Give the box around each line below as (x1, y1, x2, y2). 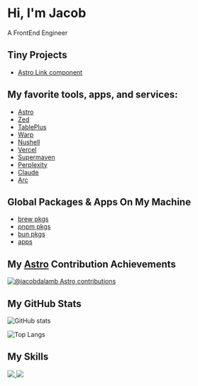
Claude (17, 168, 39, 176)
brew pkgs (17, 215, 49, 223)
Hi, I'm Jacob (7, 5, 87, 21)
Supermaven (17, 153, 55, 161)
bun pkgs (17, 230, 45, 239)
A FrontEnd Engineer (7, 28, 68, 37)
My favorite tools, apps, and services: (7, 89, 178, 101)
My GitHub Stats (7, 297, 82, 310)
